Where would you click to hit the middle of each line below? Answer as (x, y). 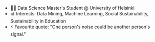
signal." (18, 34)
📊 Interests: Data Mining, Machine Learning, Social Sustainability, (79, 14)
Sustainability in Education (38, 21)
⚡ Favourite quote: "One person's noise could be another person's (80, 27)
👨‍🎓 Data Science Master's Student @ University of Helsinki (72, 8)
